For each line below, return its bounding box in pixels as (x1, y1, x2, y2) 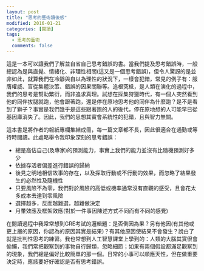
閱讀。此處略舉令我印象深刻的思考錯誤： (16, 133, 118, 141)
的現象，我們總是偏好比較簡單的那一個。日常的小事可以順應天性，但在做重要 (6, 250, 198, 258)
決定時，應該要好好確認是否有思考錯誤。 (6, 258, 107, 265)
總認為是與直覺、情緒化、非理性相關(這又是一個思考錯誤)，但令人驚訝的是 (6, 67, 191, 75)
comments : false (12, 43, 53, 49)
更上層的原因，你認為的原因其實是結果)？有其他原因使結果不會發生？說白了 (6, 227, 195, 235)
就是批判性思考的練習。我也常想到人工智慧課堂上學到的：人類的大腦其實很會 (6, 235, 198, 243)
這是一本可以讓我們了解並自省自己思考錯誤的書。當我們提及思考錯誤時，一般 (6, 60, 198, 67)
